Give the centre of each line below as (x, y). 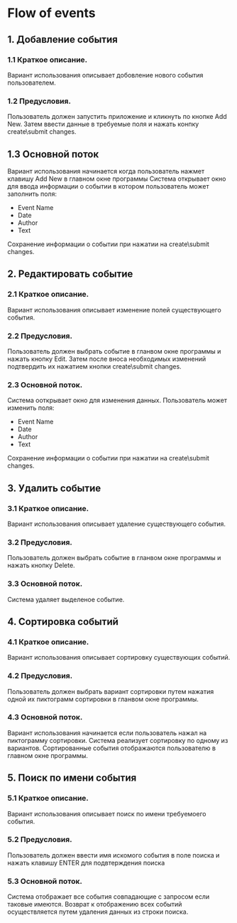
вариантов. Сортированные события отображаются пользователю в (112, 748)
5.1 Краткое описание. (48, 798)
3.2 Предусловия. (40, 542)
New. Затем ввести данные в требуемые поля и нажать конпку (103, 124)
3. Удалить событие (54, 488)
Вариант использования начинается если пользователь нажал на (107, 733)
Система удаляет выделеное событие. (66, 599)
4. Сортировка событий (63, 622)
